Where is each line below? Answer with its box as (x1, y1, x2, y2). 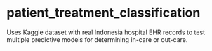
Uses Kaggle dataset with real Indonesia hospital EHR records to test (6, 28, 205, 36)
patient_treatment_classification (6, 5, 201, 21)
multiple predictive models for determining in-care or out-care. (6, 35, 188, 43)
